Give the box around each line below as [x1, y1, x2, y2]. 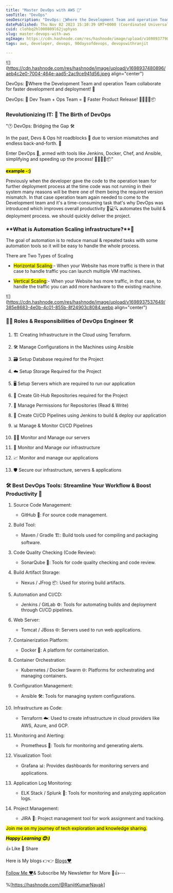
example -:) [6, 168, 31, 174]
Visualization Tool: [13, 752, 52, 758]
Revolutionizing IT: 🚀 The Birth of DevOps [6, 111, 111, 118]
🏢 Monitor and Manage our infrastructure [13, 444, 101, 450]
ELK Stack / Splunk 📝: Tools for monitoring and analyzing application [21, 790, 166, 796]
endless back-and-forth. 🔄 [6, 140, 62, 146]
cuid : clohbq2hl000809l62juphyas [6, 27, 78, 32]
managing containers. [21, 673, 67, 679]
